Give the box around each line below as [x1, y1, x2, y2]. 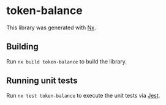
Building [6, 42, 39, 52]
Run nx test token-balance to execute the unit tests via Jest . [6, 92, 160, 99]
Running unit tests [6, 76, 78, 86]
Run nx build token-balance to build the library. [6, 57, 127, 65]
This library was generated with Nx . [6, 24, 96, 31]
